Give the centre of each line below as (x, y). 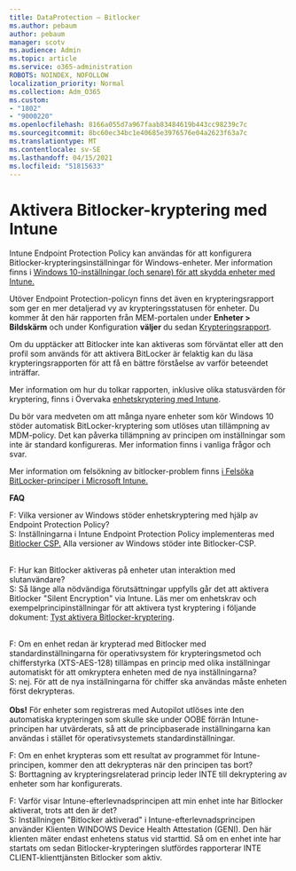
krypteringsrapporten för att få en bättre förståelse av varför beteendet (139, 363)
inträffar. (25, 373)
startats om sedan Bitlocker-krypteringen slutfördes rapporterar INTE (135, 848)
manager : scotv (37, 42)
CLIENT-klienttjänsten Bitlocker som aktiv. (86, 858)
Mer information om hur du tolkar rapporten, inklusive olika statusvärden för (148, 390)
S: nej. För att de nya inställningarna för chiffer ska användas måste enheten (148, 682)
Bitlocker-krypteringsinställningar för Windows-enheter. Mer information (141, 263)
